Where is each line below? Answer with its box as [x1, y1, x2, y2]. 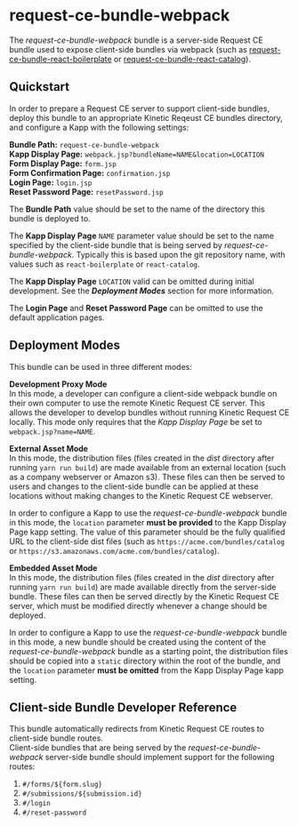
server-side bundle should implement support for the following [44, 752, 275, 763]
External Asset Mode [9, 443, 89, 453]
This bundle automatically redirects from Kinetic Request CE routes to [9, 724, 265, 734]
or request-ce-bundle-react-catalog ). [114, 53, 252, 64]
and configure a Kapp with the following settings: [9, 122, 189, 132]
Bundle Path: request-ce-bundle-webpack [9, 139, 160, 149]
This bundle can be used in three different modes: [9, 361, 193, 372]
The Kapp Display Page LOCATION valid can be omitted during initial [9, 276, 255, 286]
